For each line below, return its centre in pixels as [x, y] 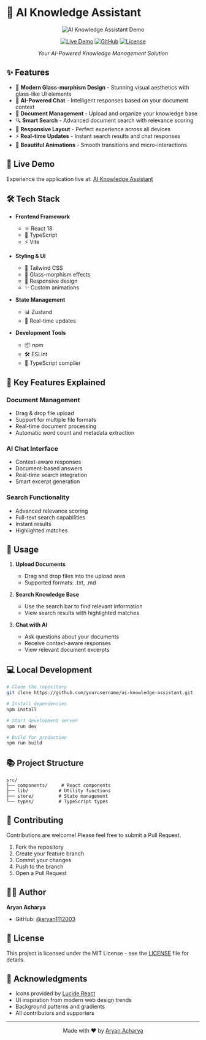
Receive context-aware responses [68, 643]
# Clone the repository [37, 687]
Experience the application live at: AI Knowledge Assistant [80, 179]
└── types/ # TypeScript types [57, 802]
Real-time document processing [56, 426]
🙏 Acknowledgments [47, 978]
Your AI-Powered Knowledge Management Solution [103, 53]
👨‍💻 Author [26, 893]
